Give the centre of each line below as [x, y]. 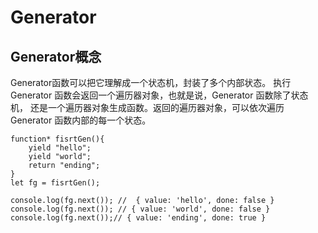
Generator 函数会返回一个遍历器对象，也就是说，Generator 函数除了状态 [159, 95]
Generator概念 [56, 56]
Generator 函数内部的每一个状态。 [81, 120]
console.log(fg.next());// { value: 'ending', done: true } [138, 218]
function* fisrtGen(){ [57, 139]
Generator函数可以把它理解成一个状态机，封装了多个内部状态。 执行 [151, 82]
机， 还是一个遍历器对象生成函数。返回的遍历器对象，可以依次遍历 [147, 107]
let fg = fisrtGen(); [55, 183]
